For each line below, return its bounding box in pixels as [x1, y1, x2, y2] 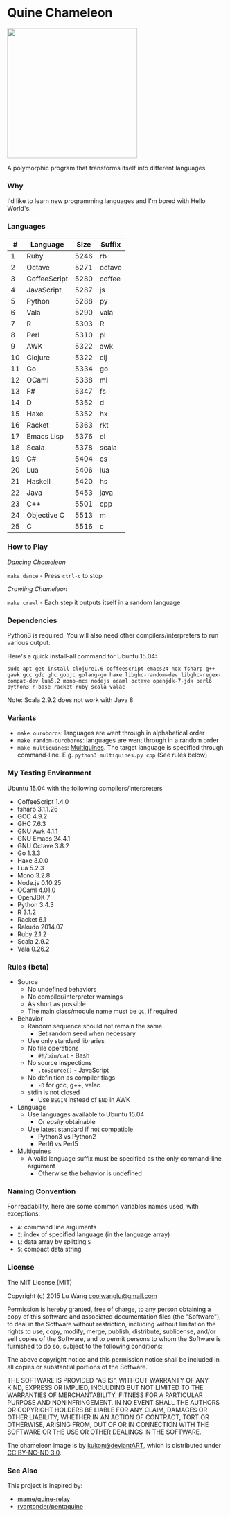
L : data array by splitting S [17, 1238, 91, 1246]
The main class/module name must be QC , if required [27, 1007, 178, 1016]
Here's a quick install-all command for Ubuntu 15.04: [7, 652, 157, 660]
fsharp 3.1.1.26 [17, 805, 58, 813]
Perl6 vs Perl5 [37, 1140, 78, 1148]
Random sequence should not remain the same [27, 1022, 163, 1031]
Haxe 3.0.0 [17, 856, 48, 864]
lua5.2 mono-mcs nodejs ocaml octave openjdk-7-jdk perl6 [41, 678, 213, 685]
